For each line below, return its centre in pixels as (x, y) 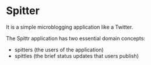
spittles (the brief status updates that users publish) (76, 56)
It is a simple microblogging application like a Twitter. (69, 27)
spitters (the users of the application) (59, 49)
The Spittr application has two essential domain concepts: (76, 38)
